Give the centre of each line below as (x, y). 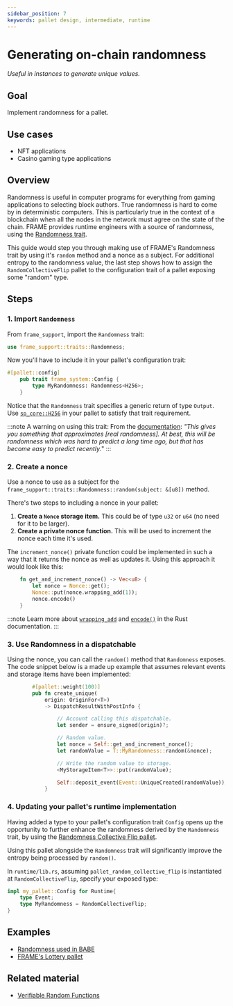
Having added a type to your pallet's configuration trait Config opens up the (115, 822)
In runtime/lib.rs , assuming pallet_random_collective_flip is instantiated (114, 871)
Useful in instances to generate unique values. (74, 74)
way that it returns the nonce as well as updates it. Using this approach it (111, 559)
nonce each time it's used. (55, 539)
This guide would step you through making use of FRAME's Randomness (111, 247)
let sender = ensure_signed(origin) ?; (113, 725)
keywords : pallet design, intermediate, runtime (79, 20)
